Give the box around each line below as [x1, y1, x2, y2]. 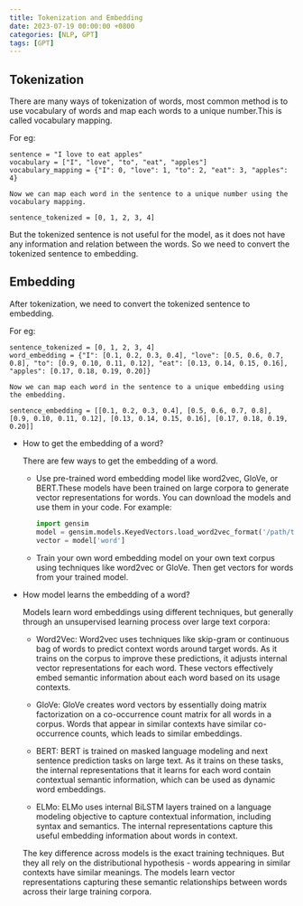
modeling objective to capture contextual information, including [35, 810, 272, 822]
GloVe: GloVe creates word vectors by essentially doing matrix [35, 699, 268, 710]
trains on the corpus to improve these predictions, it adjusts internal [35, 652, 288, 664]
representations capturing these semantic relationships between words [22, 876, 288, 887]
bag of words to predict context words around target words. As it [35, 643, 278, 654]
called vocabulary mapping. [9, 115, 113, 126]
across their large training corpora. [22, 886, 151, 897]
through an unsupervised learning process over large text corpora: [22, 616, 271, 627]
